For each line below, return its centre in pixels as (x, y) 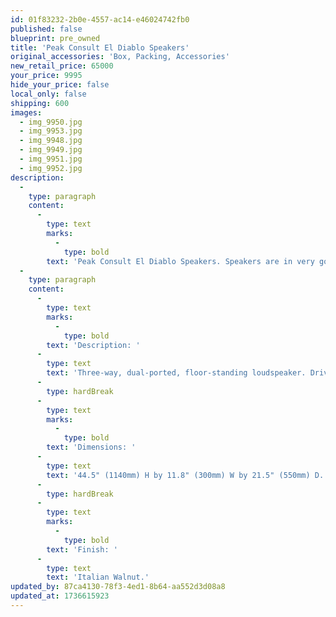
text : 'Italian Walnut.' (98, 577)
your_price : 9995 (46, 76)
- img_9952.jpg (51, 168)
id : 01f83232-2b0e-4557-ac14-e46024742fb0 (100, 19)
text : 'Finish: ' (82, 549)
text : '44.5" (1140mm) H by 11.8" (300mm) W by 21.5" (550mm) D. (185, 475)
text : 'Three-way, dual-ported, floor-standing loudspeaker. (176, 373)
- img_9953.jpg (51, 131)
